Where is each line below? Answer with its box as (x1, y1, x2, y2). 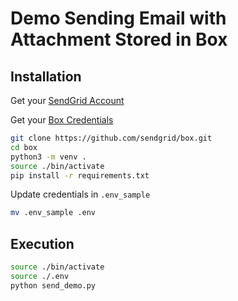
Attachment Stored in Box (10, 28, 228, 51)
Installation (10, 68, 82, 85)
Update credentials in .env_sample (10, 188, 151, 201)
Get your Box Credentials (10, 114, 114, 126)
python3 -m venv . (10, 152, 87, 162)
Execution (10, 235, 75, 252)
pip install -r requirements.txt (10, 170, 150, 181)
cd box (10, 142, 38, 152)
